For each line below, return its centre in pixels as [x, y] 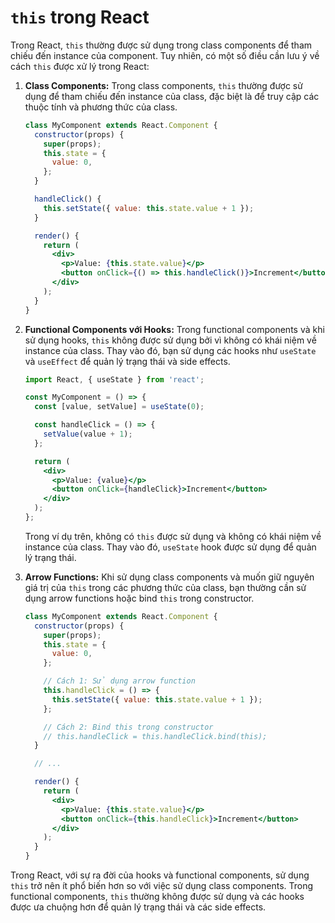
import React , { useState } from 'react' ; [114, 379]
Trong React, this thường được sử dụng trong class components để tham [161, 45]
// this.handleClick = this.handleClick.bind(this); [155, 736]
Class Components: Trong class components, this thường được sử [163, 85]
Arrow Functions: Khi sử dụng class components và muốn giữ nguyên [169, 577]
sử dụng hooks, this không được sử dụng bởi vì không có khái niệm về [170, 340]
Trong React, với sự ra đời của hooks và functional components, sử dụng [160, 875]
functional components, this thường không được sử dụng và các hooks [157, 897]
